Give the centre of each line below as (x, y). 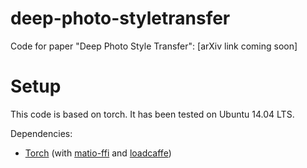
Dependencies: (41, 133)
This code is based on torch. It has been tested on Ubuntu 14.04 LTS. (152, 114)
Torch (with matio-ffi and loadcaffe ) (98, 153)
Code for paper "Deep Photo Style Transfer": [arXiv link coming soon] (154, 46)
